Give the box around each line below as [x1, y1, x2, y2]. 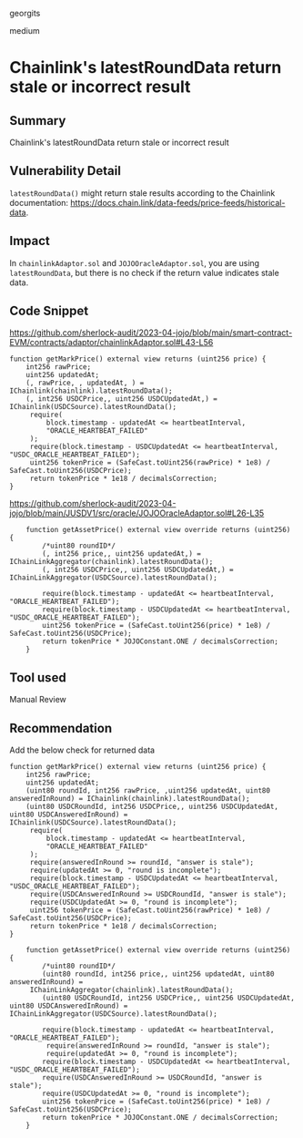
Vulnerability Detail [9, 163, 121, 179]
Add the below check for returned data [9, 744, 156, 755]
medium [9, 26, 40, 36]
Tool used [9, 670, 66, 685]
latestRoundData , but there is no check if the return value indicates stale [9, 267, 279, 278]
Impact [9, 233, 50, 249]
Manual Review [9, 694, 66, 705]
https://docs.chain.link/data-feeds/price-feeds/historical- [70, 197, 286, 208]
